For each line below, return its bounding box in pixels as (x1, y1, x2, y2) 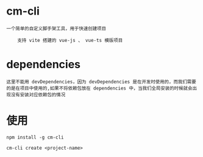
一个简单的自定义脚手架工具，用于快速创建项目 (6, 26, 107, 32)
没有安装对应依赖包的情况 (10, 91, 66, 98)
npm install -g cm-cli (6, 134, 64, 141)
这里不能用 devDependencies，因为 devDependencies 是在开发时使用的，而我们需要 (6, 78, 196, 85)
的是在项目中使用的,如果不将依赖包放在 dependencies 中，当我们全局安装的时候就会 (6, 85, 193, 91)
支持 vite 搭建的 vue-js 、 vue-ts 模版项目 (17, 37, 123, 43)
